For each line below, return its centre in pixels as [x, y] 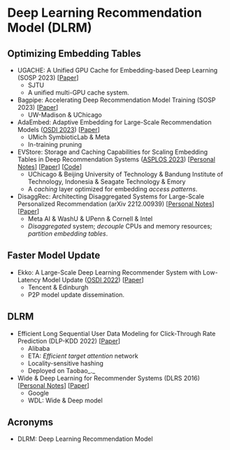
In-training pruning [55, 144]
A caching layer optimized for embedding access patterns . [113, 189]
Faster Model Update [54, 255]
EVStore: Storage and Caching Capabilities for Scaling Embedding [113, 152]
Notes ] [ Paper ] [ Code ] [50, 167]
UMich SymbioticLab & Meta [69, 137]
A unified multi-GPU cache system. [78, 93]
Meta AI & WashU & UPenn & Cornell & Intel [90, 219]
